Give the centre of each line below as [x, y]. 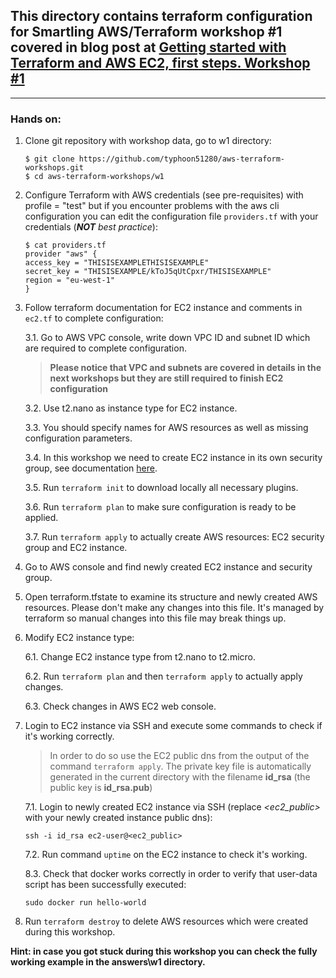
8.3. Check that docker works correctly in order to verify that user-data [171, 874]
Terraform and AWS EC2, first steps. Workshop [160, 63]
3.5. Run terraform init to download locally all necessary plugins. [161, 488]
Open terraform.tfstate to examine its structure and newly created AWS [171, 597]
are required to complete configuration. [105, 348]
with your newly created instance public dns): [118, 818]
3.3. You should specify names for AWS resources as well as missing [166, 428]
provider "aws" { [61, 254]
